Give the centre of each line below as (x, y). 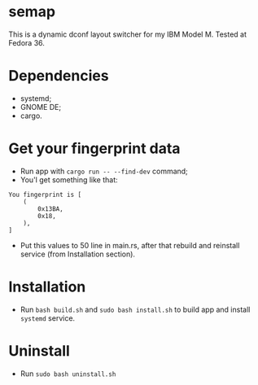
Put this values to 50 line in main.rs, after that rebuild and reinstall (130, 245)
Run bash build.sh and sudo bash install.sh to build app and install (135, 309)
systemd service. (48, 318)
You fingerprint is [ (45, 195)
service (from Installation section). (78, 254)
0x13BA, (50, 209)
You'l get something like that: (69, 179)
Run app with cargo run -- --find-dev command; (104, 171)
